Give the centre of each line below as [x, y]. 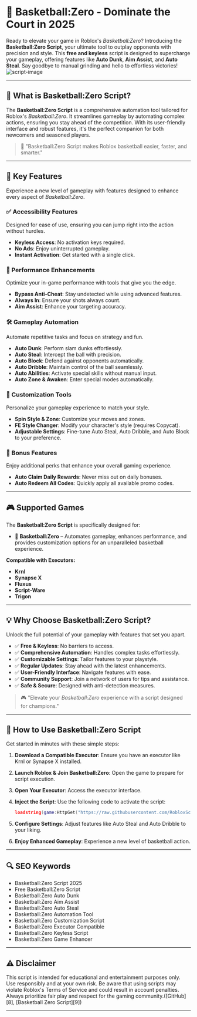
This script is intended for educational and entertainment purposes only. [93, 977]
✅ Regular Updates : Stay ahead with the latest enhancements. [90, 666]
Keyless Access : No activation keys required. [70, 242]
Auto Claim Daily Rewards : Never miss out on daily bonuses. [89, 477]
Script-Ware [30, 590]
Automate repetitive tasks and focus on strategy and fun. [75, 337]
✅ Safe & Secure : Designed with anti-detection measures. [85, 685]
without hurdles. [26, 230]
